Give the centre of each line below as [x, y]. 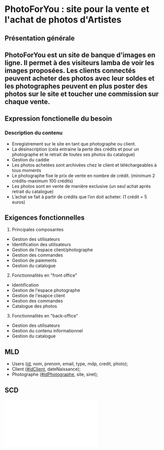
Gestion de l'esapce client [38, 296]
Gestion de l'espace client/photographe [52, 250]
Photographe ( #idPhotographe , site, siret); [55, 374]
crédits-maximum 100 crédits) [42, 181]
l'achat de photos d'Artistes [63, 20]
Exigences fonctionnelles [45, 218]
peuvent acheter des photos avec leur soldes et [80, 78]
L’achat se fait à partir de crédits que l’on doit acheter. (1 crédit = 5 [79, 197]
